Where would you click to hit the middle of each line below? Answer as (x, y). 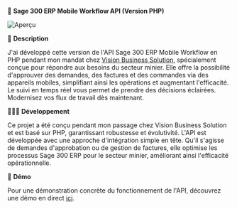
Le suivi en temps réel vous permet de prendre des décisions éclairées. (112, 90)
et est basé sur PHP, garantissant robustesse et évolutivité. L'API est (107, 133)
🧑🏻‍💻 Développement (38, 111)
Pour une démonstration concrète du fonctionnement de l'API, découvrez (114, 191)
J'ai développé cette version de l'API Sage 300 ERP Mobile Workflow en (112, 52)
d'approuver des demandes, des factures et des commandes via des (108, 75)
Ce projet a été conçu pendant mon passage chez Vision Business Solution (117, 125)
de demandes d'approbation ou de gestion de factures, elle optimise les (112, 148)
